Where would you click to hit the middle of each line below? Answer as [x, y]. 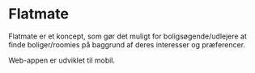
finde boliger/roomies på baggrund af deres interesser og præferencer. [127, 44]
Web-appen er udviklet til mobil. [62, 60]
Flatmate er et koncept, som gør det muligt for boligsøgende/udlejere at [127, 36]
